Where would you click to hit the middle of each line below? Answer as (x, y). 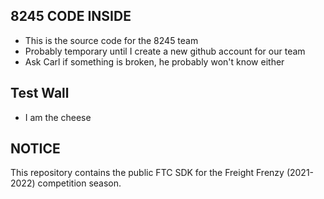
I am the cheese (58, 117)
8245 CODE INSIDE (71, 16)
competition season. (79, 183)
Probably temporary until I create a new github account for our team (165, 51)
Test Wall (40, 93)
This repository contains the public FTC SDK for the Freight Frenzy (147, 173)
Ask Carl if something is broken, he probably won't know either (154, 61)
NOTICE (35, 149)
